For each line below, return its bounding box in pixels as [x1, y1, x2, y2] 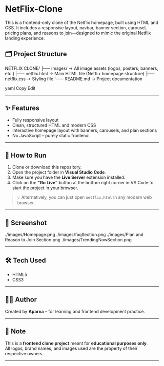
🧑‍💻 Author [5, 296, 37, 304]
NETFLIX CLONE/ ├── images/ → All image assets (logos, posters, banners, [5, 65, 159, 71]
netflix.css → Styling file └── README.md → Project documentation [5, 76, 143, 82]
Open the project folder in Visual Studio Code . [12, 170, 106, 175]
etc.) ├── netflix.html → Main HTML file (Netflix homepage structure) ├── [5, 70, 155, 76]
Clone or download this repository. [12, 164, 82, 170]
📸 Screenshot [5, 218, 47, 227]
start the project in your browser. [12, 185, 78, 191]
